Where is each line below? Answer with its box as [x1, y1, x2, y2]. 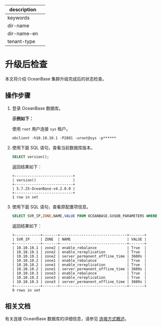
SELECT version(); [12, 154, 49, 159]
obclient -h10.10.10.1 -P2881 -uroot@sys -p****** [12, 135, 117, 140]
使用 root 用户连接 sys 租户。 [12, 126, 71, 131]
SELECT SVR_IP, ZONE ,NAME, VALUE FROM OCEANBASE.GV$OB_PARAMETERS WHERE [12, 213, 158, 218]
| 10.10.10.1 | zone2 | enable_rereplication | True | [12, 249, 147, 254]
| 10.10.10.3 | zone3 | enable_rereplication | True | [12, 275, 147, 280]
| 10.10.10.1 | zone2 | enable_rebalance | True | [12, 245, 147, 250]
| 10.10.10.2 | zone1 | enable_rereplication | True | [12, 262, 147, 267]
